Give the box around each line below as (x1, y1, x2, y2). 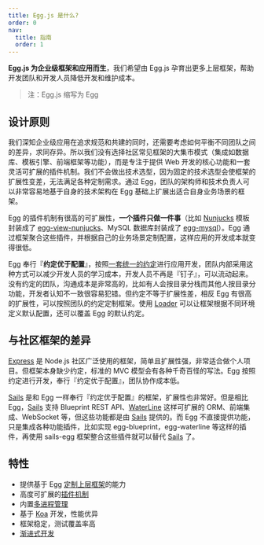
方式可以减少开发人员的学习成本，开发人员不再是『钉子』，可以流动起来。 (14, 269, 253, 278)
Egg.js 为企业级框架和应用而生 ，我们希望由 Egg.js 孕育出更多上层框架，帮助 (8, 64, 255, 73)
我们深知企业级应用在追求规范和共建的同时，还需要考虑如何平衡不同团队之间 (8, 137, 256, 146)
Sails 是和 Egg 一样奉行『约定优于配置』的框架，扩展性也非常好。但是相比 (8, 392, 249, 402)
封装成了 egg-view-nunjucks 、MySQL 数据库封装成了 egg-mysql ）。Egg (8, 223, 242, 232)
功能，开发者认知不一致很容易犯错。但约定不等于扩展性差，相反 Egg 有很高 (8, 289, 252, 298)
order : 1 (15, 41, 44, 49)
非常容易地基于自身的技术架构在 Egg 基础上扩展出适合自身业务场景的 (14, 186, 238, 196)
